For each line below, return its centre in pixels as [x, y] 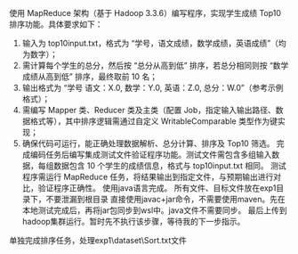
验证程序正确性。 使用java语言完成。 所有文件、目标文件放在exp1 [157, 188]
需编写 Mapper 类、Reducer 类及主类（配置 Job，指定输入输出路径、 [149, 110]
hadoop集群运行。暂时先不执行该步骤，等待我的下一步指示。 [133, 221]
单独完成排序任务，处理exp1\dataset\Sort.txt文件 [98, 240]
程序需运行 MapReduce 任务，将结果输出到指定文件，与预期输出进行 [148, 177]
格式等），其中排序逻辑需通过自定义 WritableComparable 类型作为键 [154, 121]
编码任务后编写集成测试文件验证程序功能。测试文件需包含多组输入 [151, 155]
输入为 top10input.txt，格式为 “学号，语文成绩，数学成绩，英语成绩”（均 [154, 43]
